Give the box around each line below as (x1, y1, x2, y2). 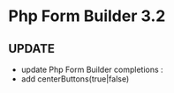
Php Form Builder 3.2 (8, 6, 166, 26)
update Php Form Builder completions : (20, 64, 164, 75)
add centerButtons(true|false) (20, 74, 130, 84)
